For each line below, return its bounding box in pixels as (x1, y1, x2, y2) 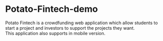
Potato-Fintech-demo (5, 3, 98, 15)
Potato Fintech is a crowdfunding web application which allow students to (5, 20, 158, 26)
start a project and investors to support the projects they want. (5, 25, 135, 31)
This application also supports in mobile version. (5, 30, 106, 36)
